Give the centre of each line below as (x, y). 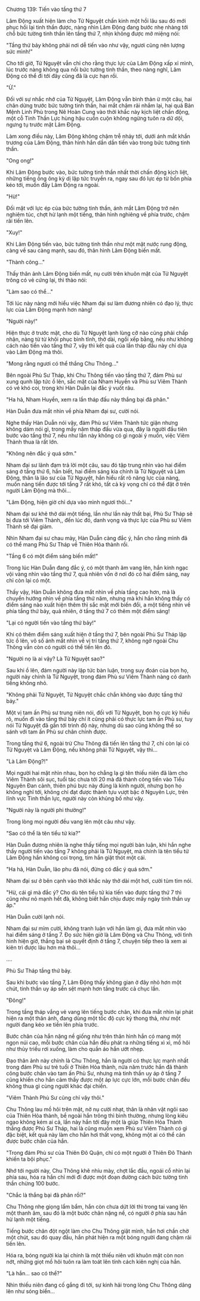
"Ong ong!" (20, 161)
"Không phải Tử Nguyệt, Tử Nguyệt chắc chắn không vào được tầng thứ (94, 695)
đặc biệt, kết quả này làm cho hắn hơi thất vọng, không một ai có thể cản (96, 1135)
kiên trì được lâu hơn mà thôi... (43, 947)
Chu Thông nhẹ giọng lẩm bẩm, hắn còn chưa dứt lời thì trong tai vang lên (97, 1207)
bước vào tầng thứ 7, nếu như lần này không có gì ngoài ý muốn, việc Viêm (98, 435)
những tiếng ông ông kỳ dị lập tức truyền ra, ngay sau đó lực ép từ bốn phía (99, 179)
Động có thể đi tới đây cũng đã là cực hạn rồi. (62, 76)
